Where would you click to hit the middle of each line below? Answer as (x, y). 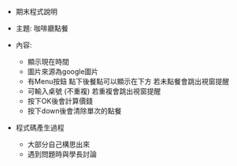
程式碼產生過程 (40, 127)
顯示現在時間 (48, 62)
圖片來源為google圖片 (63, 72)
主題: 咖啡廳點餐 (42, 28)
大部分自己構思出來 (59, 144)
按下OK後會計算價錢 (60, 101)
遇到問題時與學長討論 (62, 154)
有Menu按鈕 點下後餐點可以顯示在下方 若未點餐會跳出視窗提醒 (128, 81)
